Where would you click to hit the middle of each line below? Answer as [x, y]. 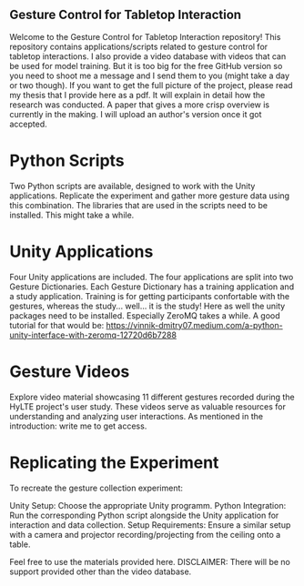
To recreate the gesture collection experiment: [96, 488]
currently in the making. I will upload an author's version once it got [136, 114]
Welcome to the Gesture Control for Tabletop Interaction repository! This [145, 36]
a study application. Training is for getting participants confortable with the [149, 296]
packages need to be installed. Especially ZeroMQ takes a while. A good [145, 315]
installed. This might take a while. [72, 215]
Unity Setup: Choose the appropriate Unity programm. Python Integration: [148, 505]
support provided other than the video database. [101, 571]
